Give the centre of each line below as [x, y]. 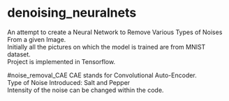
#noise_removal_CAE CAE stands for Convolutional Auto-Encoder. [102, 75]
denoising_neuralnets [72, 13]
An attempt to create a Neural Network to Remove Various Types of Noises [115, 32]
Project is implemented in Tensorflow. [61, 61]
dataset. [19, 54]
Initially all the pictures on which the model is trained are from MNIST [106, 47]
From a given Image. [37, 39]
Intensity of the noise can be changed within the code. [86, 90]
